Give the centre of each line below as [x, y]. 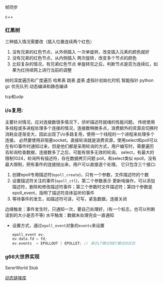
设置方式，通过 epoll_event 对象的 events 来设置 [58, 225]
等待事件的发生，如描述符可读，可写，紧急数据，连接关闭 [69, 199]
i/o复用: [14, 110]
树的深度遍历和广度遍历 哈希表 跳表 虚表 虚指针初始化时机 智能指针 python [79, 80]
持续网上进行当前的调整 [48, 70]
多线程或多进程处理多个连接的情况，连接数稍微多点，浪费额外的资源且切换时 [81, 128]
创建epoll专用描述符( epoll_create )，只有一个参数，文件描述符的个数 [80, 174]
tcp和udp [14, 97]
